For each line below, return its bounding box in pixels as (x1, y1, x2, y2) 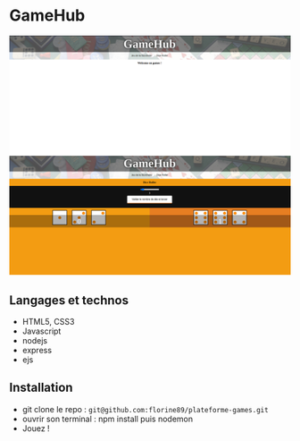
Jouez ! (21, 422, 51, 434)
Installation (9, 380, 73, 395)
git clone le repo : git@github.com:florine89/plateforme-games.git (21, 403, 270, 414)
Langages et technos (9, 293, 129, 308)
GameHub (9, 5, 86, 26)
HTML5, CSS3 (21, 316, 75, 327)
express (21, 344, 52, 355)
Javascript (21, 326, 62, 336)
